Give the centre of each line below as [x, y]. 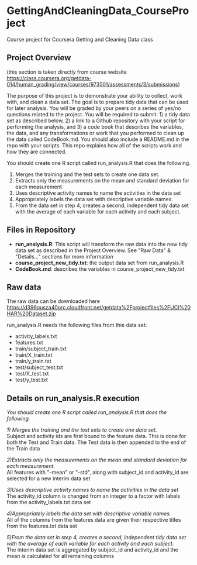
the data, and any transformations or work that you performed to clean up [96, 133]
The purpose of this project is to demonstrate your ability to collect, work [95, 95]
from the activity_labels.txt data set [49, 502]
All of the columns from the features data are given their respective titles [94, 520]
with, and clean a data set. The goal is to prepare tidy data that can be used [98, 102]
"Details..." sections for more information [64, 256]
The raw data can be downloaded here [53, 301]
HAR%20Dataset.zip [31, 313]
